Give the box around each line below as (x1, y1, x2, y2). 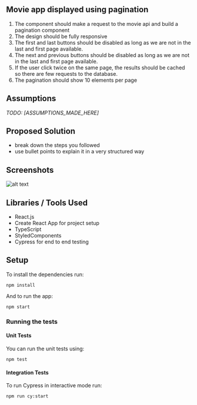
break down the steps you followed (14, 142, 100, 149)
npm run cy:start (6, 393, 49, 399)
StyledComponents (14, 232, 62, 239)
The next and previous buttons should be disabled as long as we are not (14, 51, 190, 58)
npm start (6, 304, 31, 310)
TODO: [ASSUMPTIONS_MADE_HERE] (6, 109, 99, 116)
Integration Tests (6, 369, 49, 376)
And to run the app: (6, 292, 53, 299)
